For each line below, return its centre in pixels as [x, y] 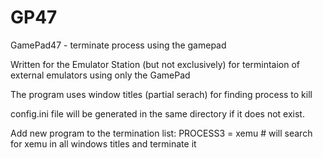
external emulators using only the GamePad [100, 75]
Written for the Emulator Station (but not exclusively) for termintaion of [155, 64]
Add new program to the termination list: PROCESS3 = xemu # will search [161, 133]
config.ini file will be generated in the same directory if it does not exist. [157, 113]
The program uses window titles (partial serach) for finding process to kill [161, 94]
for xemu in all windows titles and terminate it [103, 143]
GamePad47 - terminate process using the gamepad [118, 45]
